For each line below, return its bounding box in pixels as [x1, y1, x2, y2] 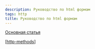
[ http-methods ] [5, 39, 36, 45]
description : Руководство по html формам [5, 7, 91, 12]
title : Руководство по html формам [5, 16, 77, 21]
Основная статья [5, 30, 40, 35]
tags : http [5, 12, 27, 16]
